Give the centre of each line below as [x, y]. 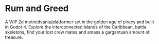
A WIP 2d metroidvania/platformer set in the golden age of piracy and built [79, 22]
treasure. [14, 37]
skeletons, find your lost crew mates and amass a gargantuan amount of [77, 32]
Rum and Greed [37, 8]
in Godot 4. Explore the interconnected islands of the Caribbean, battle [76, 27]
